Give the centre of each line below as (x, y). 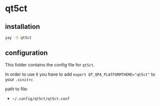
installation (23, 27)
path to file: (17, 89)
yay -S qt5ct (18, 38)
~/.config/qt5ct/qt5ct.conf (41, 99)
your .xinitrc (19, 79)
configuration (27, 53)
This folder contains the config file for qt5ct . (50, 64)
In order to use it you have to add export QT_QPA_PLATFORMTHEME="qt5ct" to (80, 74)
